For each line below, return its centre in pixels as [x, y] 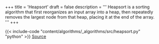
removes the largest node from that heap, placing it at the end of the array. [80, 17]
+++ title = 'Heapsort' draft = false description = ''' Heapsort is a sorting [77, 7]
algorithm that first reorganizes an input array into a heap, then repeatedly [79, 12]
